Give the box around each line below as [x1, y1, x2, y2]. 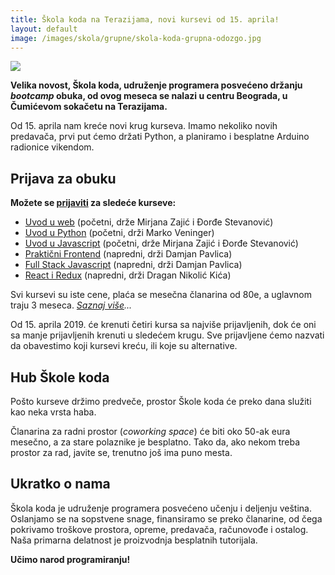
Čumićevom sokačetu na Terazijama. [10, 101, 168, 113]
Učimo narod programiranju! [10, 553, 131, 565]
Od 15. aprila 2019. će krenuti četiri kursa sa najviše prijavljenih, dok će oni [10, 319, 317, 331]
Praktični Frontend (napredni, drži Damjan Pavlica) [24, 248, 233, 260]
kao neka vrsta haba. [10, 406, 97, 418]
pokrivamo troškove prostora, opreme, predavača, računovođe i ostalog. [10, 523, 309, 535]
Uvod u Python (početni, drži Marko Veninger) [24, 227, 215, 239]
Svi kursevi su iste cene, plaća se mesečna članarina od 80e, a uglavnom [10, 289, 312, 301]
